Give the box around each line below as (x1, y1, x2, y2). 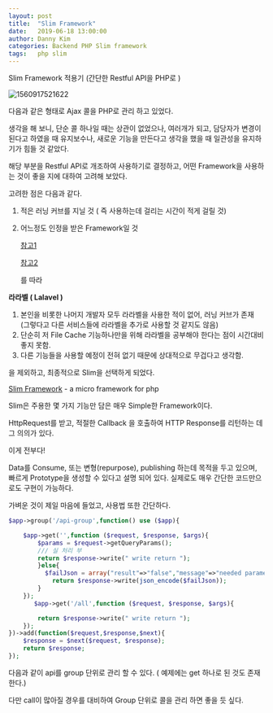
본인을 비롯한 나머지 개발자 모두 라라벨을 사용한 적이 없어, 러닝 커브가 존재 (19, 310, 254, 319)
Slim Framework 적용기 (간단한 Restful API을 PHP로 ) (8, 73, 181, 82)
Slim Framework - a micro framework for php (8, 384, 160, 393)
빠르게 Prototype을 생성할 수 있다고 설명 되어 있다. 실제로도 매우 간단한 (8, 473, 234, 483)
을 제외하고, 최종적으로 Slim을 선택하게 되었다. (8, 368, 155, 377)
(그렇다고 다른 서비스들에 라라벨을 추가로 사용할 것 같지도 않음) (19, 320, 219, 330)
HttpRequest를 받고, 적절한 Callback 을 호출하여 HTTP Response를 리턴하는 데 (8, 418, 263, 427)
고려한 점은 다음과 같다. (8, 189, 83, 198)
